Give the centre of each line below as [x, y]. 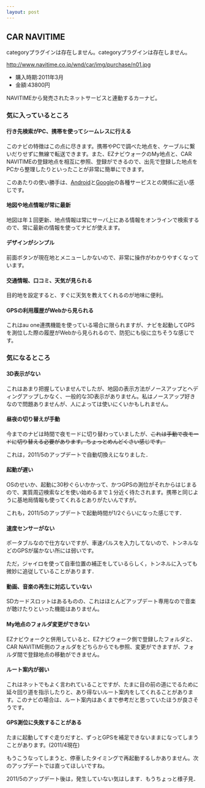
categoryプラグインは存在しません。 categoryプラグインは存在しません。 [99, 52]
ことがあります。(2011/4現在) [43, 745]
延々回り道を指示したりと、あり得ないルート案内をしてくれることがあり [97, 692]
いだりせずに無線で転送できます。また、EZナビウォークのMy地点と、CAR [99, 153]
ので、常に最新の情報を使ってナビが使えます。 [65, 227]
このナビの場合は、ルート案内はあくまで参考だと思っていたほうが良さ [105, 700]
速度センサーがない [31, 528]
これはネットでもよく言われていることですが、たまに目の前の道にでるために [102, 684]
